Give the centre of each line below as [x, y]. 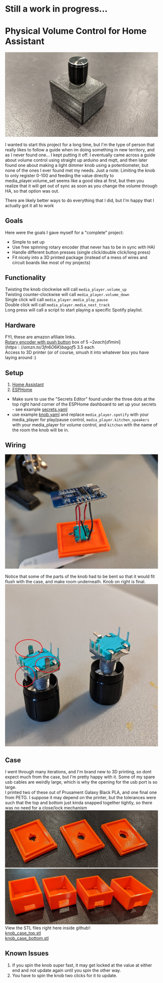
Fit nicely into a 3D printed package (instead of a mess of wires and [80, 257]
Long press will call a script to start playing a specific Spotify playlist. [74, 310]
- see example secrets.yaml [40, 409]
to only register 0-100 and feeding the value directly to [59, 175]
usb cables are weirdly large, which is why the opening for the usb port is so [81, 782]
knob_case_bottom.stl [27, 938]
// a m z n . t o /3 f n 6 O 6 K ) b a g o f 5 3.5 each [57, 347]
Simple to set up [28, 242]
